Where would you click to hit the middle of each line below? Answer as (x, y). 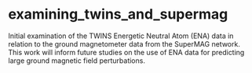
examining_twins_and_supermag (118, 14)
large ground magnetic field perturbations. (77, 61)
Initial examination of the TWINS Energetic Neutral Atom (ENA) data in (121, 36)
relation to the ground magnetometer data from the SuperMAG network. (124, 43)
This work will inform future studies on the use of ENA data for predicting (126, 52)
